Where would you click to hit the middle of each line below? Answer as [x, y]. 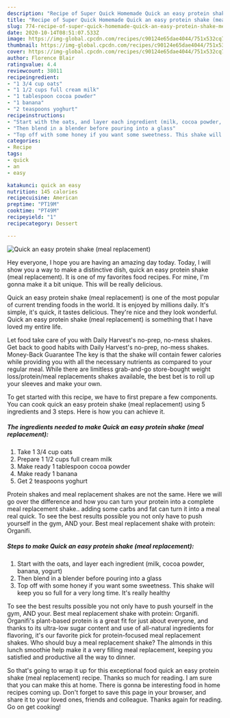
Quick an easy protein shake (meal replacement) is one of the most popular [113, 297]
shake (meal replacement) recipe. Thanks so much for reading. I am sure [110, 678]
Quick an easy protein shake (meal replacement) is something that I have [110, 319]
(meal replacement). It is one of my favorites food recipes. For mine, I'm [108, 277]
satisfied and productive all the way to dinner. [71, 657]
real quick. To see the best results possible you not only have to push [105, 516]
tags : [15, 154]
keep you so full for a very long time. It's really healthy [93, 593]
